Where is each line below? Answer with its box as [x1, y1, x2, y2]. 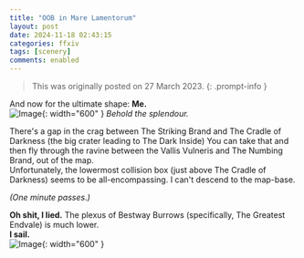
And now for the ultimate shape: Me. [9, 98, 148, 109]
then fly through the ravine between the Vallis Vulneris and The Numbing [9, 145, 283, 156]
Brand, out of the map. [9, 155, 94, 165]
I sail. [9, 229, 30, 240]
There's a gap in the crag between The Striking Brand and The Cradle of [9, 126, 281, 137]
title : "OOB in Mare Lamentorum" [9, 13, 137, 23]
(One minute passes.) [9, 192, 91, 202]
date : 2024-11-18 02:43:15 [9, 30, 112, 39]
